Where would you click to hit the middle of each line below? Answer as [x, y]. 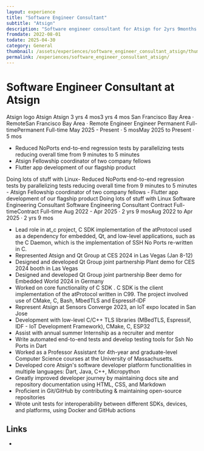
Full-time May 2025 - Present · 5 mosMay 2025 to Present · [120, 130]
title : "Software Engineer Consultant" [57, 18]
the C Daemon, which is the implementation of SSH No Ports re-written [104, 242]
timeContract [23, 211]
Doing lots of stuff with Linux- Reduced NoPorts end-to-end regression [95, 179]
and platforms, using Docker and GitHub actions [75, 410]
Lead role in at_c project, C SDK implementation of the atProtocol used [104, 229]
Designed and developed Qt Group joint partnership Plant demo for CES [105, 262]
